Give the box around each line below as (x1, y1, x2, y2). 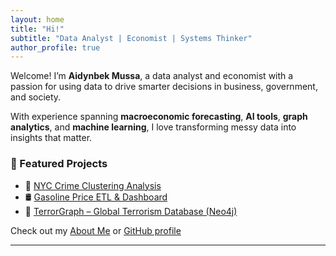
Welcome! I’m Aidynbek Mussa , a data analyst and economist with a (10, 70, 294, 82)
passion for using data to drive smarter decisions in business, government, (10, 81, 318, 93)
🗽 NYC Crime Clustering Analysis (24, 179, 162, 191)
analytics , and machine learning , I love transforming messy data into (10, 121, 297, 133)
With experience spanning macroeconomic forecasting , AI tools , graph (10, 111, 308, 123)
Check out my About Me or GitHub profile (10, 224, 182, 236)
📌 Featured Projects (10, 157, 108, 171)
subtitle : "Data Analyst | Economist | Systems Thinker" (10, 33, 253, 43)
